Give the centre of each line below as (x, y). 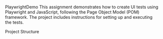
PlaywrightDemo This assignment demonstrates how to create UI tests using (82, 7)
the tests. (14, 22)
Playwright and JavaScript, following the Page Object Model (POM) (72, 12)
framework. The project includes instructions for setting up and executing (79, 17)
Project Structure (22, 32)
